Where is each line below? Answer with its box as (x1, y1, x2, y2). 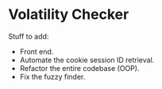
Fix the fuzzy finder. (19, 72, 86, 81)
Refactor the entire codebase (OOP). (19, 63, 140, 72)
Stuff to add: (8, 32, 49, 41)
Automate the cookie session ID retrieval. (19, 55, 155, 65)
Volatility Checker (8, 6, 129, 24)
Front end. (19, 46, 54, 56)
